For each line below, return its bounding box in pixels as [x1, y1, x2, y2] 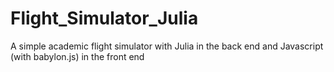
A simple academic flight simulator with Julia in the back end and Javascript [10, 40, 324, 52]
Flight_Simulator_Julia [10, 7, 199, 30]
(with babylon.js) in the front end [10, 50, 145, 62]
